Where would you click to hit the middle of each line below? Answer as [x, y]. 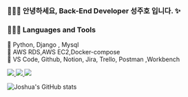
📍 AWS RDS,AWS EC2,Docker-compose [64, 52]
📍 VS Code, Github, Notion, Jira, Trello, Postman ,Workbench [94, 59]
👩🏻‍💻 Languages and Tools [52, 30]
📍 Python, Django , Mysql [43, 45]
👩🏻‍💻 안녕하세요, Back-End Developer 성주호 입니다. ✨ [94, 10]
